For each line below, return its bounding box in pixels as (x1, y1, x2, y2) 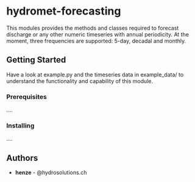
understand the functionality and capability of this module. (6, 77, 154, 84)
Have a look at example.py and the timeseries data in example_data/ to (6, 71, 184, 78)
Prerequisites (6, 92, 47, 101)
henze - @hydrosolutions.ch (15, 169, 87, 177)
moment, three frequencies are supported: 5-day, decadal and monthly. (6, 37, 186, 44)
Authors (6, 153, 38, 163)
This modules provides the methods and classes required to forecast (6, 24, 179, 32)
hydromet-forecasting (6, 4, 121, 18)
